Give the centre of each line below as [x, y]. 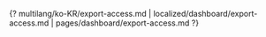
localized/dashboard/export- [205, 14]
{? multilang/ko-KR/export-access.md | [80, 14]
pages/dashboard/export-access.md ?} [128, 23]
